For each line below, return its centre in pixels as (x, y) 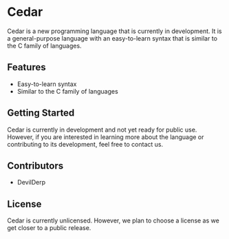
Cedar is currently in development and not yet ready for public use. (102, 129)
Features (26, 67)
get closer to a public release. (49, 228)
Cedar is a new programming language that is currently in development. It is (115, 31)
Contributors (35, 166)
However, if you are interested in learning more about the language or (106, 137)
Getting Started (41, 113)
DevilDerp (31, 183)
